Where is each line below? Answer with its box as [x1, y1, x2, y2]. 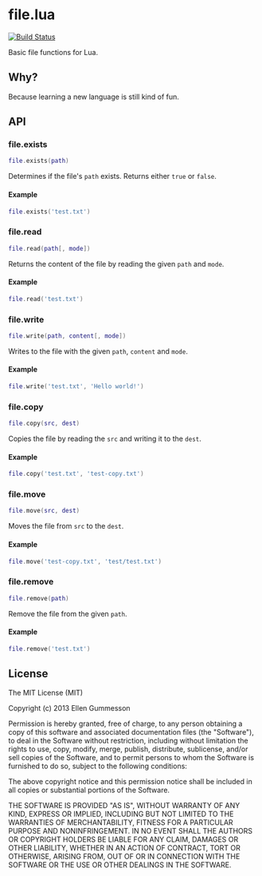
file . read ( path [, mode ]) [8, 244, 91, 252]
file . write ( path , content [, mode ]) [8, 331, 127, 340]
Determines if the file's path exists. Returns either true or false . [8, 172, 217, 181]
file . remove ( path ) [8, 594, 69, 602]
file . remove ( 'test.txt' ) [8, 644, 91, 652]
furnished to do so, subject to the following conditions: [8, 761, 187, 771]
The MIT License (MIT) [8, 688, 84, 698]
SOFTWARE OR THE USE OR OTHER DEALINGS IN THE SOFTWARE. [8, 860, 232, 870]
